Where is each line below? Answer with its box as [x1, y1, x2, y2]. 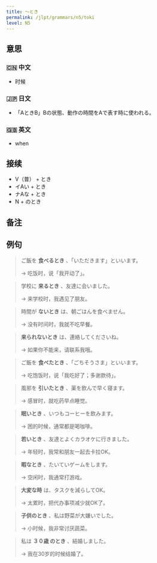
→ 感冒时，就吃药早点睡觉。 [20, 397, 91, 404]
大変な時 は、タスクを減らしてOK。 [20, 486, 109, 493]
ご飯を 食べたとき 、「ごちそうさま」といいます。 [20, 358, 141, 366]
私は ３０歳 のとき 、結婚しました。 [20, 537, 109, 544]
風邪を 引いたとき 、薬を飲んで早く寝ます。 [20, 384, 128, 391]
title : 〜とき [6, 8, 39, 15]
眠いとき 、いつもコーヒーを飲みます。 [20, 409, 116, 417]
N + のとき [14, 198, 42, 205]
